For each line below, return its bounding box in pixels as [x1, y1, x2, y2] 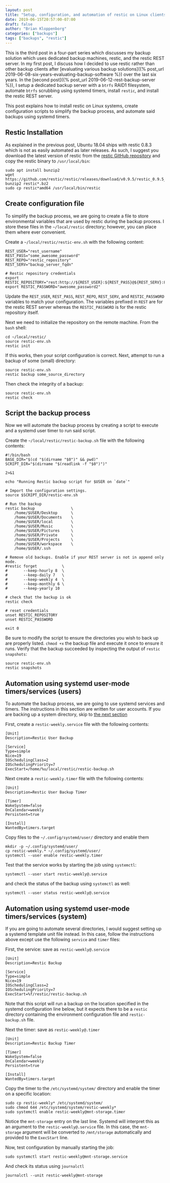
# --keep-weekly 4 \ [5, 577, 65, 582]
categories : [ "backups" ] [5, 31, 58, 36]
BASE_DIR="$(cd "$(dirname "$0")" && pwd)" [5, 457, 99, 462]
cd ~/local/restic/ [5, 334, 47, 339]
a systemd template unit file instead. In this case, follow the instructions [5, 931, 154, 937]
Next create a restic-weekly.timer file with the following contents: [5, 776, 144, 782]
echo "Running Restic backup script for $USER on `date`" [5, 479, 130, 485]
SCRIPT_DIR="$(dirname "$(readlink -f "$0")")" [5, 462, 108, 467]
